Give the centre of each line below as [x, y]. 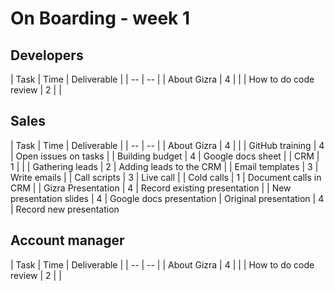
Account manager [67, 240]
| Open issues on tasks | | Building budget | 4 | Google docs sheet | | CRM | [165, 156]
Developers [47, 55]
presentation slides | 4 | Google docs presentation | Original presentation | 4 [167, 198]
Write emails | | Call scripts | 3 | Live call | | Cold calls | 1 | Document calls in [166, 177]
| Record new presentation [65, 209]
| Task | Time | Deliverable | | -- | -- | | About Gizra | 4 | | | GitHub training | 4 [167, 145]
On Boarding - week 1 [100, 18]
